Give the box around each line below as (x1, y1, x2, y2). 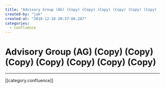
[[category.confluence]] (5, 78, 54, 84)
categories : (5, 21, 29, 26)
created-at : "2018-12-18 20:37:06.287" (5, 16, 87, 21)
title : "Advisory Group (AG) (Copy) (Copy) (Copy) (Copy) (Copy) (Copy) (5, 7, 157, 12)
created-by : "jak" (5, 12, 43, 17)
